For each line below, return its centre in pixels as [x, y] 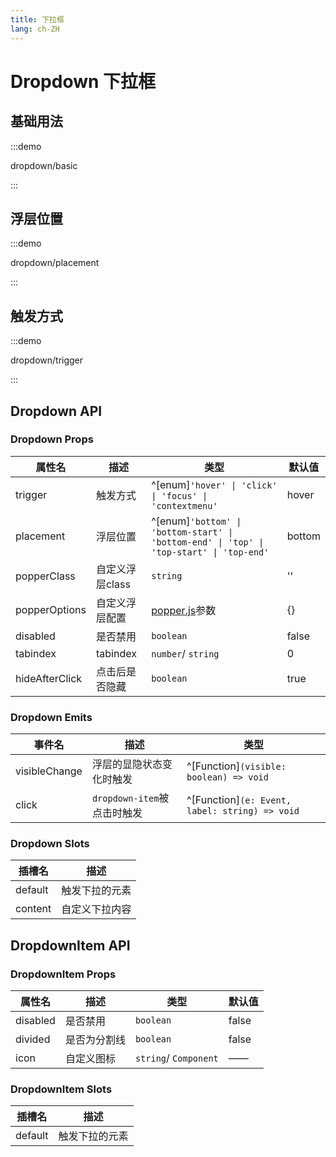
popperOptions [51, 609]
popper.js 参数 [184, 610]
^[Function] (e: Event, [239, 800]
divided [33, 1039]
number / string [185, 653]
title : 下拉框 [37, 19]
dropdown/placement [55, 263]
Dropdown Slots [50, 844]
